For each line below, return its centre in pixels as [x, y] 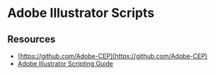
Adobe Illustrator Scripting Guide [65, 64]
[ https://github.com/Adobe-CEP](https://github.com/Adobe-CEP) [112, 56]
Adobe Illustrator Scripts [81, 13]
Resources [31, 39]
